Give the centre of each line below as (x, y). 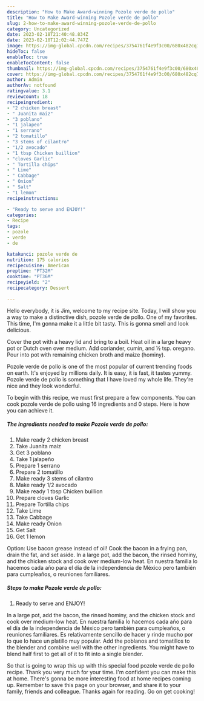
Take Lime (28, 510)
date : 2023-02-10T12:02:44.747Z (48, 40)
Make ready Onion (39, 524)
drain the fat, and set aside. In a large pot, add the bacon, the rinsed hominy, (102, 555)
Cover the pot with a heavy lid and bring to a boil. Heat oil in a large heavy (99, 341)
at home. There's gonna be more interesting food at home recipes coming (99, 679)
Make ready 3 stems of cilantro (54, 478)
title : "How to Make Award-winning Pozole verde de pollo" (83, 18)
